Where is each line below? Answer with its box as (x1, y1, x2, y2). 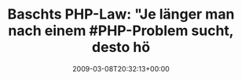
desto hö (91, 39, 151, 56)
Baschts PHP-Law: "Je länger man (7, 5, 235, 23)
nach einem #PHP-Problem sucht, (8, 22, 234, 40)
